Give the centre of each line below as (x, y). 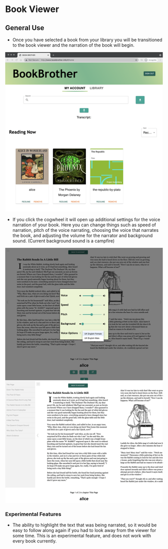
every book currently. (34, 541)
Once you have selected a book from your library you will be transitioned (87, 40)
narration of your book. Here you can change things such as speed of (84, 225)
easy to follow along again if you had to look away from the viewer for (84, 530)
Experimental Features (33, 514)
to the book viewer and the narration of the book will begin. (73, 45)
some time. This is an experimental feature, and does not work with (82, 535)
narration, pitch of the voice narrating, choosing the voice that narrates (85, 230)
